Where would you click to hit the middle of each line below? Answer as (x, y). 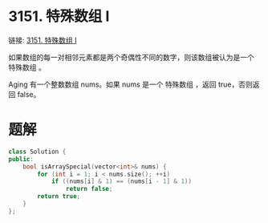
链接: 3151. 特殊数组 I (43, 40)
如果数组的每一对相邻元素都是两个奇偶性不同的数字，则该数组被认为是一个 (131, 57)
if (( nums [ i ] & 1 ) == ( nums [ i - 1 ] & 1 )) (122, 181)
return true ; (59, 197)
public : (21, 159)
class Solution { (37, 152)
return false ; (89, 189)
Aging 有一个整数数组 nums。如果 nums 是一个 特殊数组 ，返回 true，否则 (130, 84)
